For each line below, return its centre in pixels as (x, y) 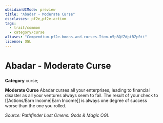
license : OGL (18, 42)
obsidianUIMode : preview (30, 10)
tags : (10, 23)
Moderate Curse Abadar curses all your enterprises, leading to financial (77, 90)
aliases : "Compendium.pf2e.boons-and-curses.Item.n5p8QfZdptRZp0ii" (76, 37)
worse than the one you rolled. (36, 105)
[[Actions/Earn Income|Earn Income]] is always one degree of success (76, 100)
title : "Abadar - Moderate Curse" (40, 14)
